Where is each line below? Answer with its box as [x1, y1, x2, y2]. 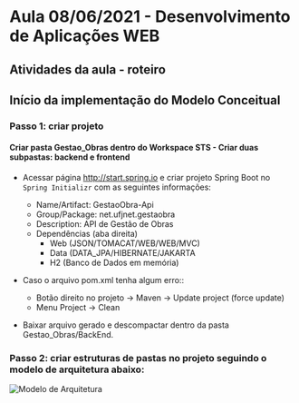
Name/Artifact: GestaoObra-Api [35, 200, 154, 211]
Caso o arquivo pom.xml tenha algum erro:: [22, 275, 184, 286]
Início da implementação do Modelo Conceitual [9, 93, 281, 108]
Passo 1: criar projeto [9, 120, 104, 133]
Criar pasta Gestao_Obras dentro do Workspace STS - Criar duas [9, 143, 259, 153]
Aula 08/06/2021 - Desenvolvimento [9, 6, 292, 27]
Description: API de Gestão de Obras [35, 219, 174, 230]
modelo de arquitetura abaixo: [9, 363, 145, 376]
